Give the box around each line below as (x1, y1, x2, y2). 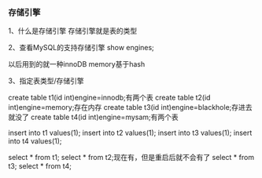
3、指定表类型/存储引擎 (8, 76, 84, 85)
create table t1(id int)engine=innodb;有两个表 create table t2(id (8, 93, 211, 103)
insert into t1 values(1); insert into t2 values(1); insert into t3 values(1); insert (8, 128, 253, 138)
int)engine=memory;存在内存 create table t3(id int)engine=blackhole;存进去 (8, 103, 253, 112)
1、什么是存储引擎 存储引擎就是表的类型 (8, 26, 138, 36)
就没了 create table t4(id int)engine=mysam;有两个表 (8, 112, 179, 122)
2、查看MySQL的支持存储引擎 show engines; (8, 43, 155, 53)
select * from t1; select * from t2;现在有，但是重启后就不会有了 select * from (8, 153, 254, 162)
